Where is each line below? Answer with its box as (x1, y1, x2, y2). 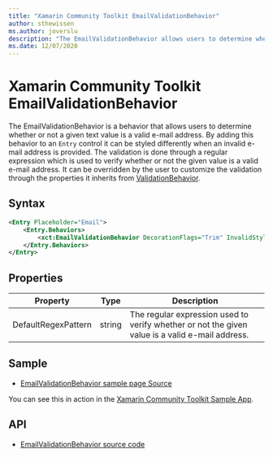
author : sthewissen (8, 20, 75, 28)
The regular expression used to (129, 309, 249, 320)
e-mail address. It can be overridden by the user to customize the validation (8, 164, 262, 175)
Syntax (8, 197, 45, 211)
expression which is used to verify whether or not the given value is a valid (8, 156, 258, 166)
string (99, 319, 122, 330)
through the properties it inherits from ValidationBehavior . (8, 173, 201, 183)
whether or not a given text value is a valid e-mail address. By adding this (8, 130, 254, 140)
